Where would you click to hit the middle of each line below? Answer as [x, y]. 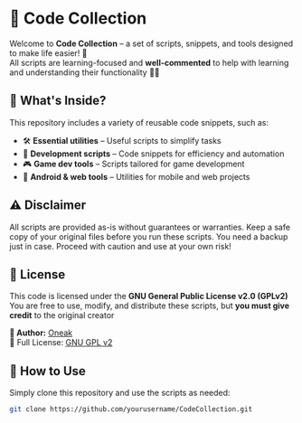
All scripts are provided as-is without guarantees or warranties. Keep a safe [150, 227]
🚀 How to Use [47, 371]
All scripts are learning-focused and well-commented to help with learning [149, 62]
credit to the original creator [62, 315]
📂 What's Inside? [58, 101]
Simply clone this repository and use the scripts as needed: [120, 393]
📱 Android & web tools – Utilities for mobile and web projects [136, 176]
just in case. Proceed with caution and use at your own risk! [121, 246]
